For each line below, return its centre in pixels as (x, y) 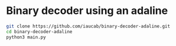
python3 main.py (26, 37)
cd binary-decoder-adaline (39, 31)
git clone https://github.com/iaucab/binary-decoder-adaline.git (88, 26)
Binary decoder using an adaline (87, 11)
